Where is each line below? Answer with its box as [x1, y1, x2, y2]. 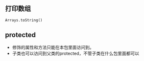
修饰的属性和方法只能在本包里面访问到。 [12, 44, 94, 50]
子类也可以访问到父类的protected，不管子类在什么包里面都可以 [12, 50, 140, 56]
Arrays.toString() [5, 17, 43, 23]
